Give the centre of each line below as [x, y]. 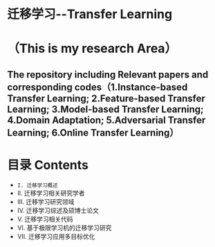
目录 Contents [48, 165]
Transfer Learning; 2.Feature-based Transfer [106, 98]
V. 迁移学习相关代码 [45, 219]
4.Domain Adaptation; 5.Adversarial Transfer [106, 120]
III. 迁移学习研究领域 [46, 201]
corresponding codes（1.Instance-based [97, 87]
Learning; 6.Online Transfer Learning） [93, 133]
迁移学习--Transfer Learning [90, 14]
